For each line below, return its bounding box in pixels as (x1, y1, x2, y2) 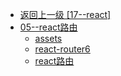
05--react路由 (19, 21, 78, 33)
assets (34, 33, 63, 44)
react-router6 (34, 43, 91, 55)
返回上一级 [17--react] (19, 9, 112, 20)
